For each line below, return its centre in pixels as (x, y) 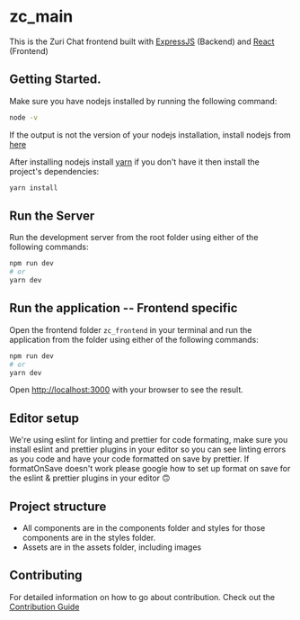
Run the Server (52, 216)
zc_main (41, 17)
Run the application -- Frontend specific (124, 308)
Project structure (58, 506)
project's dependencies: (54, 171)
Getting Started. (55, 80)
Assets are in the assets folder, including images (112, 547)
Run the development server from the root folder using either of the (134, 238)
